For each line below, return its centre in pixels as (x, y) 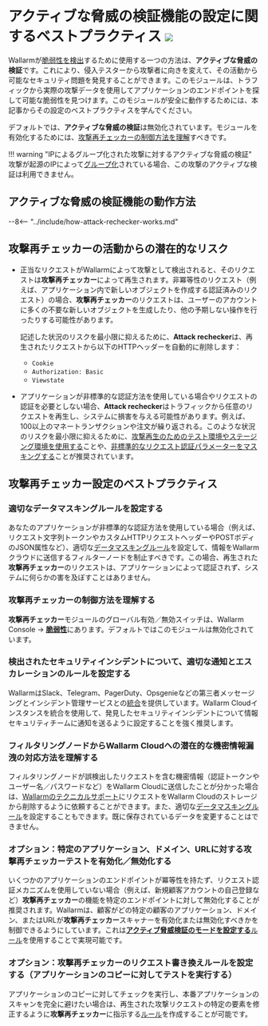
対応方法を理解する (61, 757)
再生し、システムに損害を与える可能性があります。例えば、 (152, 416)
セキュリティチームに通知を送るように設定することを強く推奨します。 (123, 723)
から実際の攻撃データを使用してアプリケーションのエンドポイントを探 (144, 90)
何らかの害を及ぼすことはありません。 (92, 578)
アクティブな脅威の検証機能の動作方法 (102, 202)
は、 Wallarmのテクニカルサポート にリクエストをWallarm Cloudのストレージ (133, 796)
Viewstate (48, 380)
